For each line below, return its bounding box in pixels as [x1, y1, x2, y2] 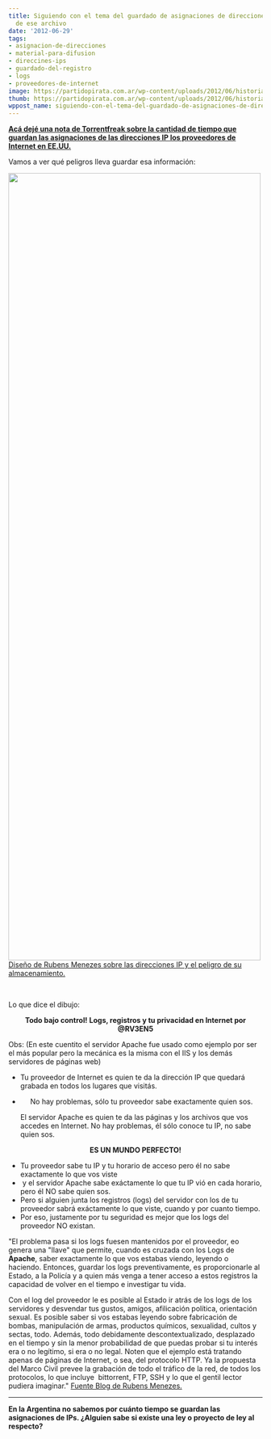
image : [8, 86, 31, 95]
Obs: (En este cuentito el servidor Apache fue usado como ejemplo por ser [8, 1040, 257, 1050]
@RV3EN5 [117, 1024, 154, 1034]
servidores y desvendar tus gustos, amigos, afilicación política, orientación [8, 1304, 257, 1314]
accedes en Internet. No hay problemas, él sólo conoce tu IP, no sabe [19, 1121, 252, 1131]
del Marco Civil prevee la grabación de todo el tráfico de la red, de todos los [8, 1364, 261, 1374]
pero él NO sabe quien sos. [19, 1187, 111, 1197]
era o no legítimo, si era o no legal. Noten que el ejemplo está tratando [8, 1347, 242, 1357]
